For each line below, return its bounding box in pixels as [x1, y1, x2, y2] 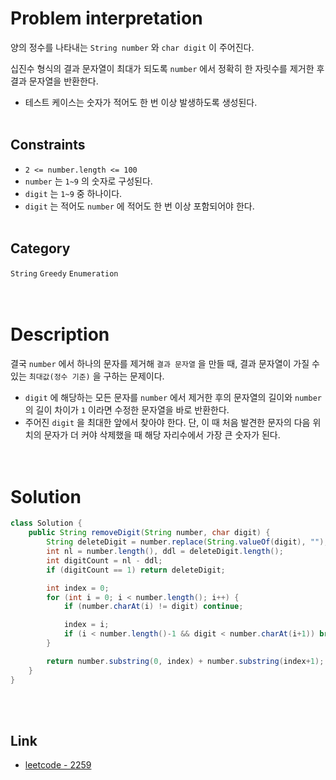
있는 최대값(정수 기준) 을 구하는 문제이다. [10, 370, 165, 382]
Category [10, 240, 71, 257]
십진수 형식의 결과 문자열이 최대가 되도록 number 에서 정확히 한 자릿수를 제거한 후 [10, 62, 325, 74]
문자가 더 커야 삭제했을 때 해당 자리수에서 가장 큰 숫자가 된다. [43, 428, 281, 441]
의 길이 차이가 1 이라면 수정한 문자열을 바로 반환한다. [24, 403, 230, 416]
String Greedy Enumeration [10, 268, 119, 279]
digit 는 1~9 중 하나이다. [24, 187, 123, 199]
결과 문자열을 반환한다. [10, 75, 99, 87]
